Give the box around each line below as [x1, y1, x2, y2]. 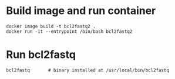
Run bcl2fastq [6, 48, 76, 61]
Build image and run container [6, 4, 156, 18]
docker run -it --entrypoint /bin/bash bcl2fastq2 [6, 28, 133, 35]
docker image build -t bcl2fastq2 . [6, 23, 96, 29]
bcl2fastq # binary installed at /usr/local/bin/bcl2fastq [6, 67, 169, 73]
